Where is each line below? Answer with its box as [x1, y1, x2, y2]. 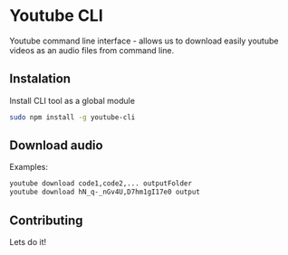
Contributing [9, 212, 83, 228]
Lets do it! [9, 237, 47, 247]
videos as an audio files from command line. [9, 44, 175, 55]
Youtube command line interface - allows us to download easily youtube [9, 35, 279, 46]
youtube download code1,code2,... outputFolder [9, 179, 193, 188]
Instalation [9, 71, 71, 87]
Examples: [9, 162, 48, 173]
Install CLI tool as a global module [9, 95, 136, 106]
